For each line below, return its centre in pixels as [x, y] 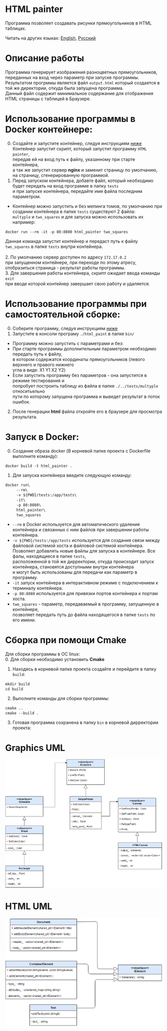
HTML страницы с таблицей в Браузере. [48, 98]
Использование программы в [70, 119]
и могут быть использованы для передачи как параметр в [75, 572]
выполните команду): [35, 456]
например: [24, 222]
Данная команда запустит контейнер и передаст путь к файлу [72, 241]
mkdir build [17, 684]
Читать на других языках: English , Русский [51, 38]
